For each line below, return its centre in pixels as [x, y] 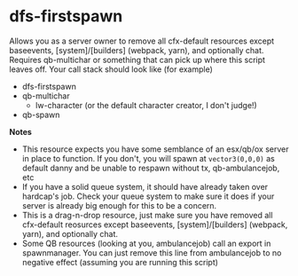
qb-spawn [41, 114]
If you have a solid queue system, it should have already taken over [145, 186]
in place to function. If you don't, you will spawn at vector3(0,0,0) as [148, 158]
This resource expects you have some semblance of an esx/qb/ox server [155, 149]
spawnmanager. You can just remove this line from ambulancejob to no [152, 252]
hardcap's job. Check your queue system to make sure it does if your [148, 196]
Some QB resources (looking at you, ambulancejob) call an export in [146, 243]
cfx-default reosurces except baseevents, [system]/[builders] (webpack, [155, 225]
